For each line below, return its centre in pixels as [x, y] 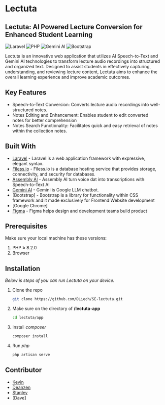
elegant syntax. [28, 163]
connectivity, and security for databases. [54, 174]
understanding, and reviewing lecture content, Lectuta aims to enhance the [81, 72]
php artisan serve [31, 355]
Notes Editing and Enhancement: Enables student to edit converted [80, 115]
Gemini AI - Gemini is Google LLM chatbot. [55, 190]
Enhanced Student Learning [49, 34]
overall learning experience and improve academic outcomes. [68, 77]
